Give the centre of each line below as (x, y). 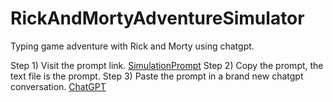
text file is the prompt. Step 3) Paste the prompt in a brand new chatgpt (157, 76)
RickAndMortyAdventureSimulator (157, 18)
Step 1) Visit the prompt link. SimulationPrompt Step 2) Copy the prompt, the (167, 65)
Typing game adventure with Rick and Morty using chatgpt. (132, 46)
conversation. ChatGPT (58, 86)
